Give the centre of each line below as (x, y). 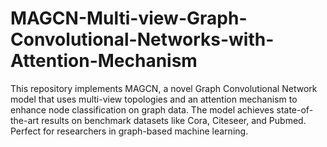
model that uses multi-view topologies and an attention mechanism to (154, 99)
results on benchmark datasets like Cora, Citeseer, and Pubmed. (174, 120)
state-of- (295, 109)
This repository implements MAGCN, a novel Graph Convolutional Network (164, 88)
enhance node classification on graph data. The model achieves (142, 109)
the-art (25, 120)
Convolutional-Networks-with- (142, 39)
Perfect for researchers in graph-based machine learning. (129, 131)
